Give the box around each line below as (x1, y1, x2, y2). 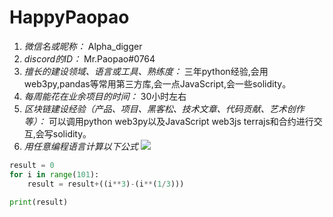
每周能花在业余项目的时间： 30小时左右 (23, 90, 187, 102)
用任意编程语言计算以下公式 (23, 140, 139, 152)
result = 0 (9, 160, 55, 170)
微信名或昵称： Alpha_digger (23, 40, 143, 52)
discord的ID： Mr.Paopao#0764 (23, 52, 156, 65)
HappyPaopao (9, 6, 130, 29)
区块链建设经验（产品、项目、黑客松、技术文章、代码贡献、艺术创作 (23, 102, 305, 115)
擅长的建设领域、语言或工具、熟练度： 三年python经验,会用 (23, 65, 269, 77)
